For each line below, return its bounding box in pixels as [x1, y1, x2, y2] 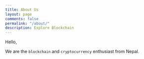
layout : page [5, 12, 32, 17]
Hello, [5, 39, 17, 45]
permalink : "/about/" [5, 21, 50, 26]
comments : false [5, 16, 39, 21]
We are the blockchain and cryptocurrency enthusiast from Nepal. [5, 49, 140, 55]
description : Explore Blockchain [5, 26, 74, 30]
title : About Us [5, 7, 39, 12]
